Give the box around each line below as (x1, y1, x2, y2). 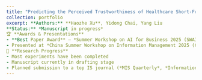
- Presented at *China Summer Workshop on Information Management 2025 (6, 43, 189, 49)
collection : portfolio (6, 14, 63, 20)
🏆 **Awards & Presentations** (6, 31, 84, 37)
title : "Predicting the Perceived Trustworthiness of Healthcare (6, 8, 173, 15)
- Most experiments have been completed (6, 54, 109, 60)
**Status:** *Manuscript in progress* (6, 25, 103, 32)
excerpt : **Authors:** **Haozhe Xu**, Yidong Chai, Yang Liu (6, 20, 163, 26)
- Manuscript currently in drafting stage (6, 59, 114, 65)
